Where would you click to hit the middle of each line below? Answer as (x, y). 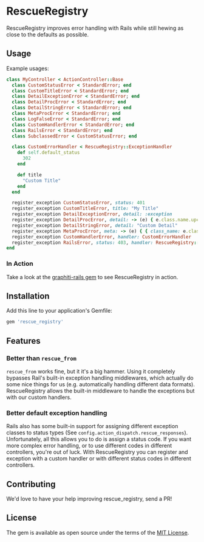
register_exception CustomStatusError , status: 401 (79, 203)
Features (23, 341)
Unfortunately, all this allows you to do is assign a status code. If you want (99, 439)
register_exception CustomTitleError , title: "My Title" (85, 209)
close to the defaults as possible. (48, 34)
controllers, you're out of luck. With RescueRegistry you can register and (97, 452)
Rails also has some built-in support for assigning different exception (92, 426)
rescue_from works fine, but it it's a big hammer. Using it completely (91, 371)
